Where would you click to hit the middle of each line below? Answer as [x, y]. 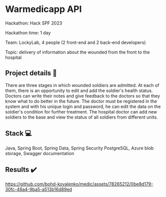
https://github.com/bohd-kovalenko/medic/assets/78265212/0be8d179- [79, 184]
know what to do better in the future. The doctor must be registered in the [81, 101]
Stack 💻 [18, 133]
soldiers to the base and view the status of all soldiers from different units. [82, 117]
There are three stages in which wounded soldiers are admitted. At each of [82, 85]
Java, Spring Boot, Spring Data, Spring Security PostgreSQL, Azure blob [79, 148]
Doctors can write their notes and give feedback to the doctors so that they [83, 95]
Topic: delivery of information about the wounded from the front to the [77, 52]
